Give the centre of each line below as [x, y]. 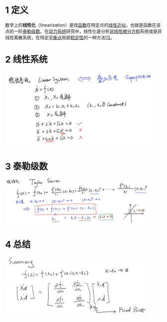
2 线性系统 [27, 60]
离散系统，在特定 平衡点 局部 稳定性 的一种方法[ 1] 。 [64, 37]
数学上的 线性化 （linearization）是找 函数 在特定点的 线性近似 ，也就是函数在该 [83, 25]
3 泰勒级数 [27, 166]
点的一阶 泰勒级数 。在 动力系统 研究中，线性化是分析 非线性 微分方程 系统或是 [81, 31]
